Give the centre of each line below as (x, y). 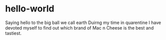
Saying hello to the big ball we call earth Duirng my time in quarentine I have (83, 22)
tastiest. (13, 33)
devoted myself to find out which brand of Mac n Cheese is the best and (80, 27)
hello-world (30, 9)
